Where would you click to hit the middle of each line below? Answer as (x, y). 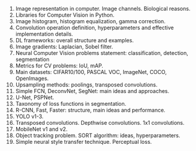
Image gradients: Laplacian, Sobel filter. (64, 47)
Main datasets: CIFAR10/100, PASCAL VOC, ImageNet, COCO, (91, 72)
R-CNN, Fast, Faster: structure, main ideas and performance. (91, 110)
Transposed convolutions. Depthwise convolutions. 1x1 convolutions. (100, 123)
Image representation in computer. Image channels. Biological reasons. (103, 9)
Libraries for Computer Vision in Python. (65, 15)
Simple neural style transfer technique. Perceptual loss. (83, 142)
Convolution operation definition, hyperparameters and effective (94, 27)
